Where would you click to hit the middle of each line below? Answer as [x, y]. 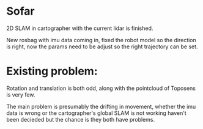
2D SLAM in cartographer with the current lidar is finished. [80, 28]
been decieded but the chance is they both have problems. [80, 119]
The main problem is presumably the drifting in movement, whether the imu [101, 106]
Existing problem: [52, 71]
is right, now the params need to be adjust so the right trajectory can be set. [102, 46]
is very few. [21, 94]
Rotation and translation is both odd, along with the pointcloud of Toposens [101, 88]
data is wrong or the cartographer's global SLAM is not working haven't [96, 113]
